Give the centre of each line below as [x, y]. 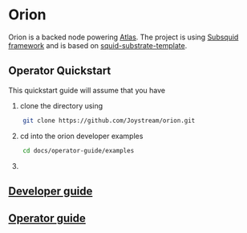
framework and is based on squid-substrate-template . [98, 45]
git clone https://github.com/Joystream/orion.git [109, 121]
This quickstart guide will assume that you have [87, 90]
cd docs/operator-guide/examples [79, 150]
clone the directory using [61, 105]
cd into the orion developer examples [81, 136]
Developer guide [51, 191]
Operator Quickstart [60, 71]
